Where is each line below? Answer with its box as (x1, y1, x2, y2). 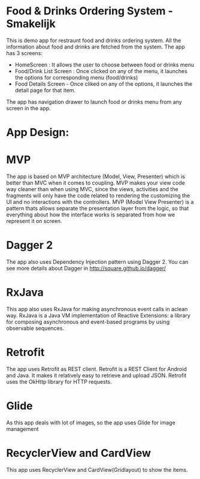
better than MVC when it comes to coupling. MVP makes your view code (6, 179, 186, 186)
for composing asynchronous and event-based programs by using (6, 318, 170, 325)
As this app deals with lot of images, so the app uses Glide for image (6, 418, 175, 426)
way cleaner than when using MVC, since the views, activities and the (6, 186, 178, 193)
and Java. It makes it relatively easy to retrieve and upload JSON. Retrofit (6, 372, 187, 379)
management (6, 425, 39, 432)
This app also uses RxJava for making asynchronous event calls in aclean (6, 305, 188, 312)
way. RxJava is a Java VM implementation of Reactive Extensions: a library (6, 312, 190, 319)
